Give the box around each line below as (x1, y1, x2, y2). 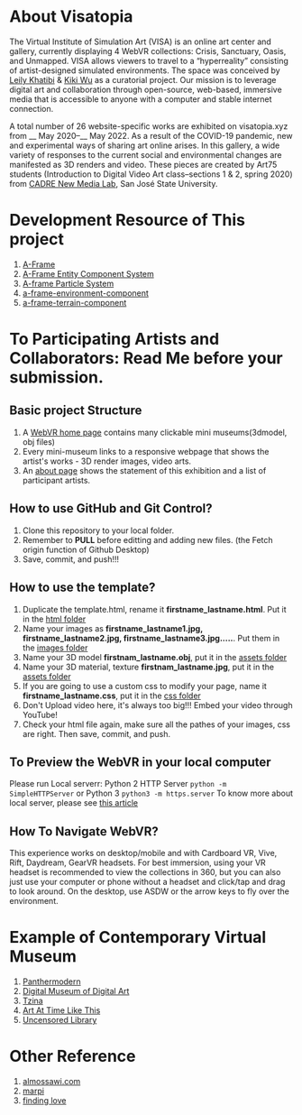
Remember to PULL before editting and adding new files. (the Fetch (22, 534, 273, 545)
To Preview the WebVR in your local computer (9, 754, 272, 769)
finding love (22, 1095, 67, 1106)
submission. (9, 367, 104, 388)
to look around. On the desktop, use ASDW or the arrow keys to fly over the (9, 886, 290, 897)
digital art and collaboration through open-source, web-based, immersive (9, 84, 282, 95)
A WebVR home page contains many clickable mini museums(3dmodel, (22, 427, 288, 438)
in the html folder (22, 613, 87, 624)
